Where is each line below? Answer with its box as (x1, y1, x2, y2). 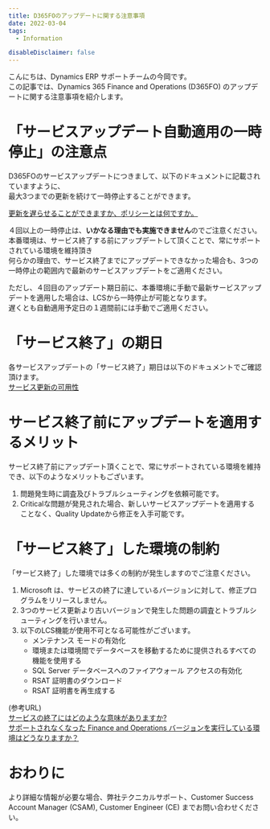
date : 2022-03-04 (8, 19, 67, 27)
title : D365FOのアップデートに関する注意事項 (8, 11, 145, 20)
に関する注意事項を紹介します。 (22, 92, 128, 101)
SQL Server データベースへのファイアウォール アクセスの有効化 (31, 665, 243, 675)
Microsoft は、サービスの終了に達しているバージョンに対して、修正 (19, 585, 243, 595)
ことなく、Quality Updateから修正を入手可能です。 (19, 508, 189, 519)
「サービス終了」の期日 (8, 334, 164, 352)
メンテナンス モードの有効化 (31, 635, 126, 645)
